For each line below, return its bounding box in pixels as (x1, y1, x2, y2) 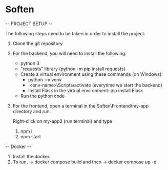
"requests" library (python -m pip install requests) (20, 66, 125, 72)
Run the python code (20, 93, 65, 99)
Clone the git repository (12, 40, 63, 47)
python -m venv (28, 76, 62, 82)
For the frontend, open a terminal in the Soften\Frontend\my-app (12, 102, 149, 109)
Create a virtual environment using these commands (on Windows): (20, 71, 163, 77)
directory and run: (12, 108, 51, 114)
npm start (20, 133, 41, 139)
